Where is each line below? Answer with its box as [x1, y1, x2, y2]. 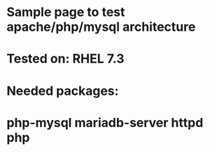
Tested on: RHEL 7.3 [6, 51, 125, 67]
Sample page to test [6, 4, 125, 20]
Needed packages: [6, 83, 119, 98]
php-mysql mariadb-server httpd [6, 114, 204, 130]
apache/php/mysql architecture [6, 19, 196, 35]
